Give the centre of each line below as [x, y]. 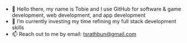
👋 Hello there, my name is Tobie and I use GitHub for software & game [96, 9]
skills [18, 27]
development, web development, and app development [79, 15]
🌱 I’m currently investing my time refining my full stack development [94, 21]
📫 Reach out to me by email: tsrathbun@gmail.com [74, 34]
